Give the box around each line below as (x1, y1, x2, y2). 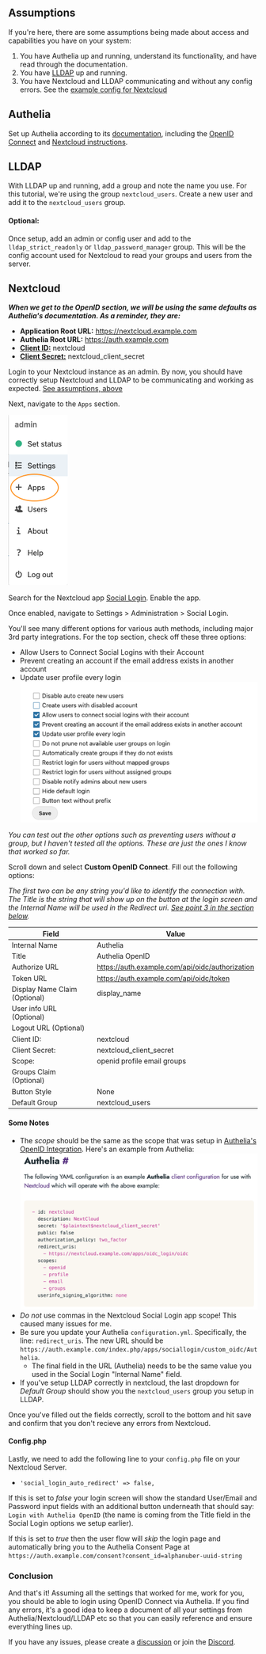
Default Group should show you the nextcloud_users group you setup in (19, 1386, 254, 1396)
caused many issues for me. (19, 1318, 112, 1329)
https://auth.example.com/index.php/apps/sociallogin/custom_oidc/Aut (19, 1345, 258, 1353)
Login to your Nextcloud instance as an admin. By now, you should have (8, 367, 243, 377)
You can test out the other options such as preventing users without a (8, 831, 236, 840)
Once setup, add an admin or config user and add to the (8, 234, 192, 243)
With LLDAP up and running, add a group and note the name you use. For (8, 181, 247, 191)
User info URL (11, 1004, 57, 1013)
